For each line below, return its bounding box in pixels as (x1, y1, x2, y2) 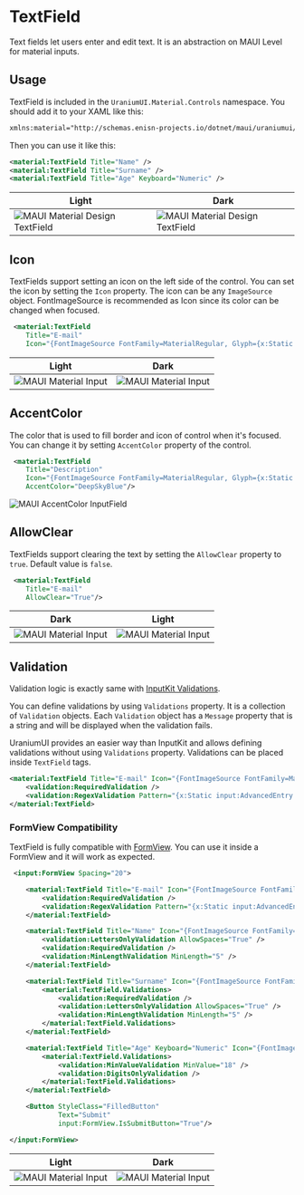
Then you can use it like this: (9, 140, 116, 150)
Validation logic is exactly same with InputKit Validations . (9, 683, 221, 694)
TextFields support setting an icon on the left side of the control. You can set (9, 276, 295, 287)
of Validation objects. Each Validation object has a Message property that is (9, 710, 293, 721)
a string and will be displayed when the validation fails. (9, 720, 214, 731)
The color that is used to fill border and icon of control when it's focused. (9, 429, 282, 440)
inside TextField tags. (9, 757, 92, 767)
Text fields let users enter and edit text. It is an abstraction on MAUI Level (9, 36, 283, 47)
